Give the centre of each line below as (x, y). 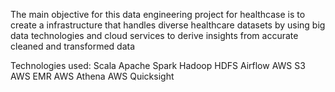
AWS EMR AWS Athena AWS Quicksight (92, 76)
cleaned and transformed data (73, 46)
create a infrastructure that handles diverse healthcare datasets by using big (168, 25)
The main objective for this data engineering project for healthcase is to (158, 14)
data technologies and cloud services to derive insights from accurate (154, 35)
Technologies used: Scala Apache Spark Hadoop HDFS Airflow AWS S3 (158, 65)
